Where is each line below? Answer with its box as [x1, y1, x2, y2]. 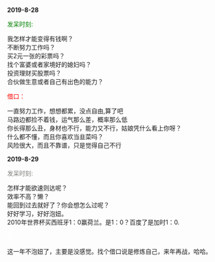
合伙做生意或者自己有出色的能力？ [7, 78, 104, 85]
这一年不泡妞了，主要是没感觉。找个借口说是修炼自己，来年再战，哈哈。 [7, 248, 212, 255]
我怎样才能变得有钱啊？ [7, 34, 73, 43]
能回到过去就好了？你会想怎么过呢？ [7, 201, 110, 209]
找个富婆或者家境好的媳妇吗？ [7, 61, 91, 68]
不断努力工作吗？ [7, 43, 56, 51]
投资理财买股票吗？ [7, 69, 62, 77]
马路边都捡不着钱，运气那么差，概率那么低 [7, 116, 128, 123]
